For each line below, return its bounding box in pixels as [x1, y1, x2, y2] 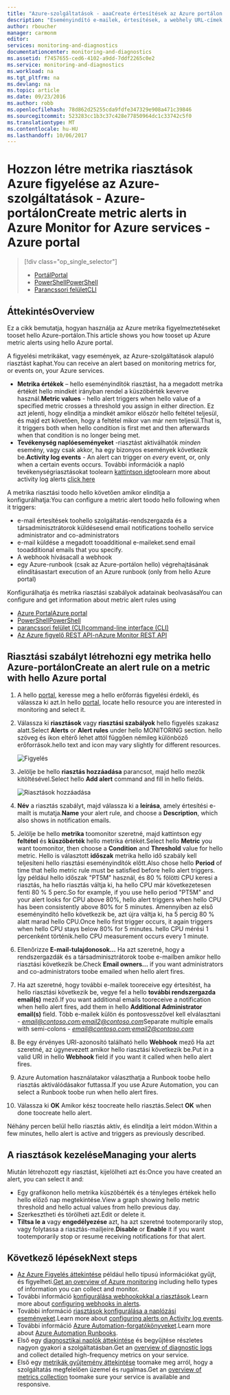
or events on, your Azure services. [7, 367, 105, 374]
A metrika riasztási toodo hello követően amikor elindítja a [7, 489, 170, 496]
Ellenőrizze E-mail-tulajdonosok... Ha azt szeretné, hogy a [16, 945, 185, 953]
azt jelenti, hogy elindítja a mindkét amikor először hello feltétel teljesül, [16, 409, 218, 417]
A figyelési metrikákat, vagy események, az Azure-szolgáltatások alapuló [7, 352, 214, 360]
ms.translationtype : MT [7, 119, 76, 126]
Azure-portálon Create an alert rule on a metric [7, 662, 211, 673]
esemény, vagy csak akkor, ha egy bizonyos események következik [16, 446, 208, 454]
